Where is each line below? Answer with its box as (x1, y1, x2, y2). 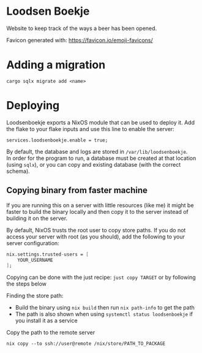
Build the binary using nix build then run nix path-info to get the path (15, 304, 195, 311)
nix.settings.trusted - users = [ (6, 251, 89, 257)
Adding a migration (6, 58, 106, 72)
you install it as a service (15, 317, 78, 324)
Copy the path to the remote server (6, 329, 95, 336)
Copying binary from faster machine (6, 185, 148, 195)
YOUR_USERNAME (17, 257, 53, 263)
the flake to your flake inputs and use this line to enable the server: (6, 125, 174, 132)
